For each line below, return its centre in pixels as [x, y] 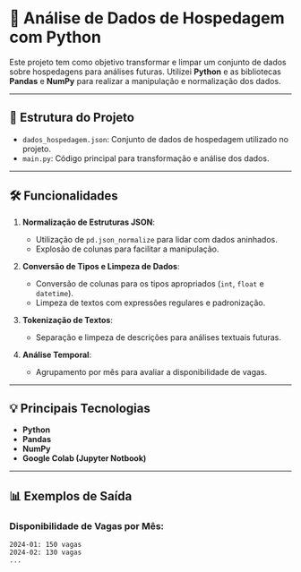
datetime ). [55, 293]
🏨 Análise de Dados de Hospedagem [147, 18]
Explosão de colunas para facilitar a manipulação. [127, 249]
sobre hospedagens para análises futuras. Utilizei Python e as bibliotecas [146, 72]
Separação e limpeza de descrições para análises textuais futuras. [159, 337]
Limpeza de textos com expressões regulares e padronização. [150, 303]
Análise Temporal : [57, 354]
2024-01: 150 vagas [46, 545]
